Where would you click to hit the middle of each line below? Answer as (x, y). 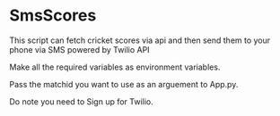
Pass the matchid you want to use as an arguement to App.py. (124, 84)
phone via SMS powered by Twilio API (79, 49)
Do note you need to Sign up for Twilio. (82, 101)
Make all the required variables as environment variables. (115, 67)
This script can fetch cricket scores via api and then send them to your (140, 40)
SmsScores (53, 16)
